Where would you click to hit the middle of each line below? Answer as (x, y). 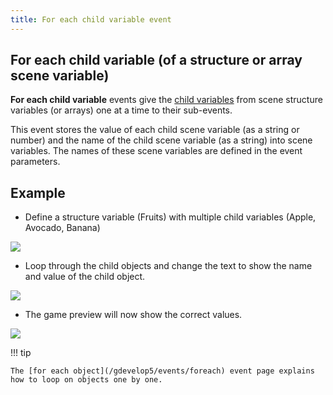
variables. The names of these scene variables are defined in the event (156, 151)
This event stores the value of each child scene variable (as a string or (155, 130)
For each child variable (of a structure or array (156, 60)
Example (38, 192)
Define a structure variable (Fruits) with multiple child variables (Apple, (170, 217)
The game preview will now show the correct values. (133, 315)
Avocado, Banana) (62, 228)
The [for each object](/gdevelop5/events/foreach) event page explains (162, 371)
